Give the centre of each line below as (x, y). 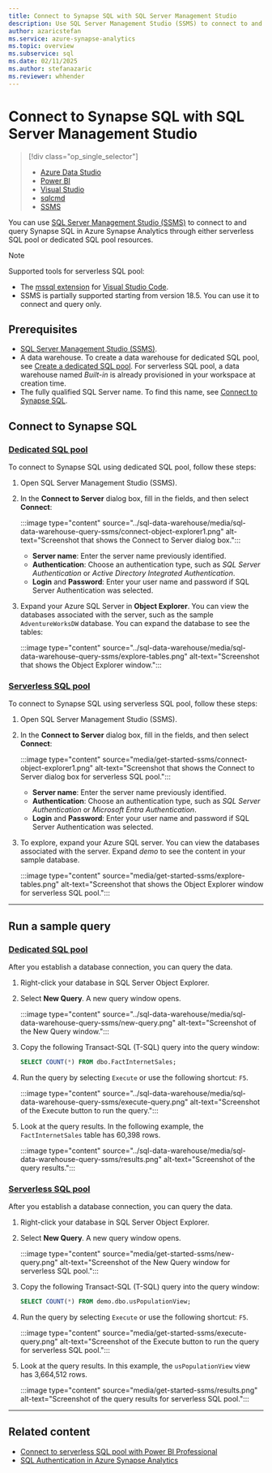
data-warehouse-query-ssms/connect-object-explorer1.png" (122, 532)
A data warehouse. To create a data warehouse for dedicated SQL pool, (140, 357)
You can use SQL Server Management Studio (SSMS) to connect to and (127, 222)
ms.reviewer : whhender (47, 76)
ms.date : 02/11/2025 (43, 62)
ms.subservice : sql (41, 54)
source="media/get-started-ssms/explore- (174, 876)
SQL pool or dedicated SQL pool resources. (81, 240)
